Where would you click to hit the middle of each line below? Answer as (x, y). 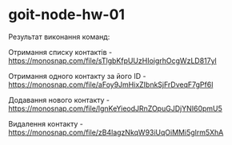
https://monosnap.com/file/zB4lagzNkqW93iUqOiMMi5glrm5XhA (116, 132)
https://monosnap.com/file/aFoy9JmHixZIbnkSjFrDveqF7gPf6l (111, 84)
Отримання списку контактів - (60, 52)
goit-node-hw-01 (67, 15)
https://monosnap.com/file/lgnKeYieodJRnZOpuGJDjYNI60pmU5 (115, 108)
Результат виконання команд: (59, 37)
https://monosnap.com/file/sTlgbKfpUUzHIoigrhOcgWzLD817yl (113, 61)
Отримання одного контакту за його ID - (77, 76)
